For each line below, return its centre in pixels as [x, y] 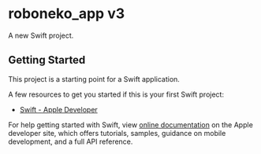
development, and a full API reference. [71, 141]
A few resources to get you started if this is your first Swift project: [116, 94]
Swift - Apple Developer [59, 109]
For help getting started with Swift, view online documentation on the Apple [131, 125]
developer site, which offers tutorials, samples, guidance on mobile [117, 133]
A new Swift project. [41, 35]
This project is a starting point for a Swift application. [94, 79]
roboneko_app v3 [66, 14]
